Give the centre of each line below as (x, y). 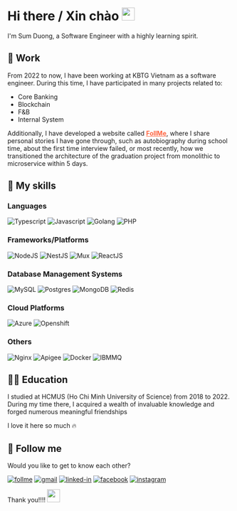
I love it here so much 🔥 (42, 426)
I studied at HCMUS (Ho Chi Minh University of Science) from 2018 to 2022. (118, 397)
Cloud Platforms (36, 307)
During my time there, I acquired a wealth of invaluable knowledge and (111, 404)
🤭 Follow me (35, 448)
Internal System (41, 119)
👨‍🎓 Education (38, 380)
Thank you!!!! (27, 500)
